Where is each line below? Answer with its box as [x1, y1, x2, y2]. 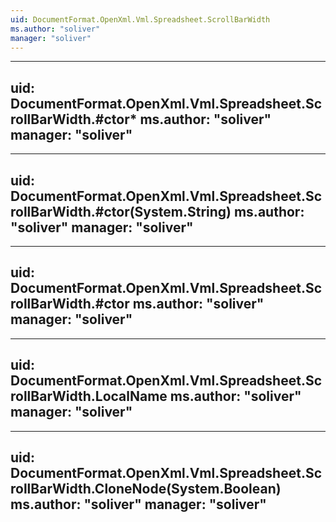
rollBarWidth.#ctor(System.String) [10, 203, 232, 220]
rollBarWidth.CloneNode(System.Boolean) [10, 481, 282, 498]
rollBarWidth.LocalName [10, 388, 168, 405]
